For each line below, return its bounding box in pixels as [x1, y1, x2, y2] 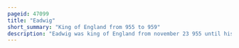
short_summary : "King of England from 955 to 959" [7, 23, 161, 30]
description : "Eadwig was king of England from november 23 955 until [7, 30, 221, 37]
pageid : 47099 [7, 10, 50, 18]
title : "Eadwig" [7, 17, 55, 24]
